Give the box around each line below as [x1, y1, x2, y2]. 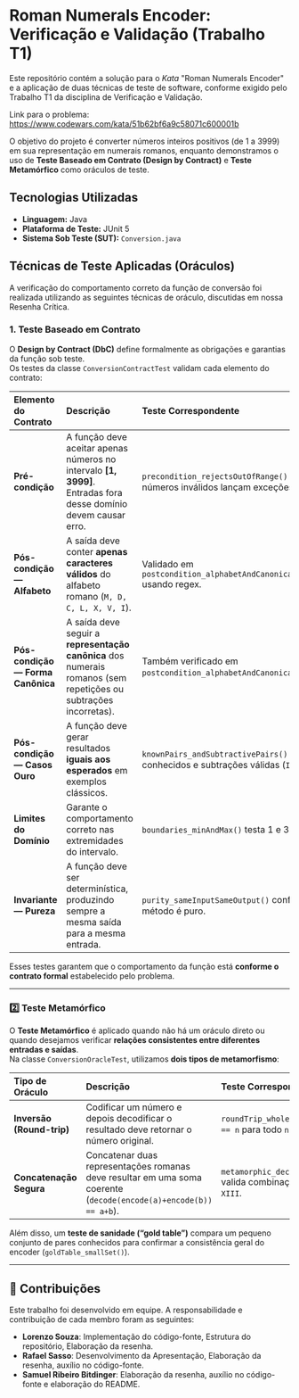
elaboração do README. [50, 1378, 141, 1389]
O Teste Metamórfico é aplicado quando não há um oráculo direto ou [9, 1025, 265, 1036]
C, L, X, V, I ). [66, 601, 132, 614]
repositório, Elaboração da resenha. [21, 1340, 154, 1352]
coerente [85, 1183, 124, 1195]
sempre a [66, 905, 106, 917]
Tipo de [13, 1075, 47, 1088]
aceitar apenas [66, 442, 129, 454]
